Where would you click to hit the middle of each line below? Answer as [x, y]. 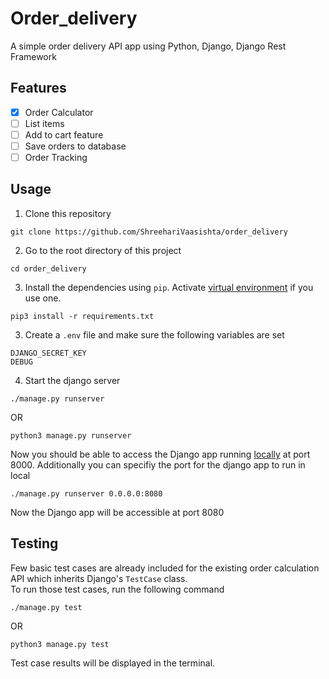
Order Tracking [56, 157]
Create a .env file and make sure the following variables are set [154, 334]
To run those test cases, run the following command [117, 589]
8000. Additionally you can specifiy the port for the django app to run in [158, 464]
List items [44, 123]
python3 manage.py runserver [71, 435]
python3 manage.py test [60, 644]
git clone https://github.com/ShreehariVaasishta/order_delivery [149, 232]
